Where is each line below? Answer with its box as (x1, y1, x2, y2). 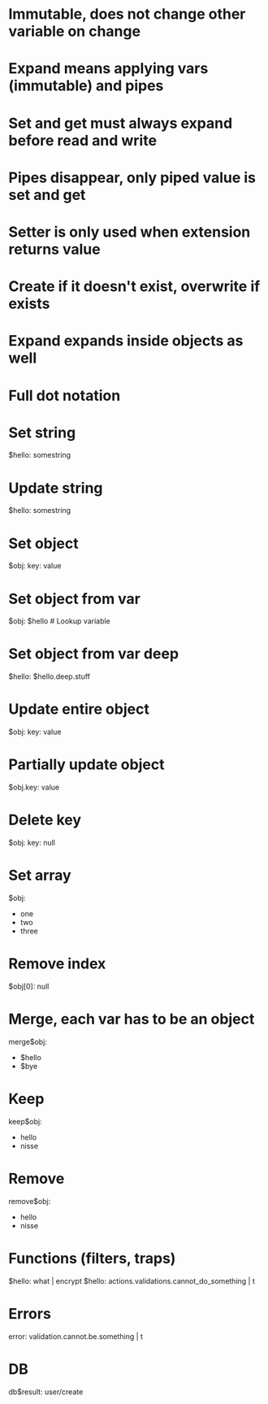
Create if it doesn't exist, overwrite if (8, 277, 261, 296)
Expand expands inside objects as (8, 332, 244, 350)
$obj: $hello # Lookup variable (8, 616, 111, 626)
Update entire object (8, 700, 150, 719)
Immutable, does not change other (8, 5, 246, 24)
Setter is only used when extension (8, 223, 251, 241)
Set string (8, 424, 76, 441)
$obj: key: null (8, 838, 55, 847)
